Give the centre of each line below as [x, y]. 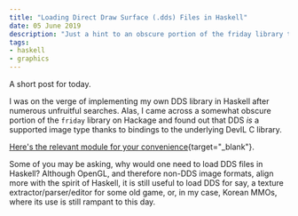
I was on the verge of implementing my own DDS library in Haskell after [139, 101]
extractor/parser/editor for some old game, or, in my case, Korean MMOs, [143, 192]
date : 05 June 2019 [45, 26]
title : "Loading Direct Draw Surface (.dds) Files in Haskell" [129, 17]
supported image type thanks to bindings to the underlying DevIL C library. [145, 129]
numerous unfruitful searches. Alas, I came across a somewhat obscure [141, 111]
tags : [19, 42]
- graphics [29, 59]
